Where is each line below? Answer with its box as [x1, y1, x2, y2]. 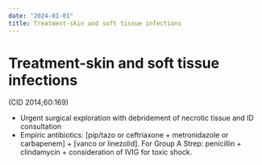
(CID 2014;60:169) [8, 97, 69, 107]
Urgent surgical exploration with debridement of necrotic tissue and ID [19, 113, 254, 123]
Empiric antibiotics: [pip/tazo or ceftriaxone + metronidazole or [19, 130, 229, 140]
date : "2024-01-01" [8, 11, 74, 20]
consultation [19, 122, 62, 131]
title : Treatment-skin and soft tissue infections [8, 19, 182, 27]
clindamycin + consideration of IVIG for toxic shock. [19, 147, 193, 157]
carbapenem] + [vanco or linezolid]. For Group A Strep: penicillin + [19, 138, 242, 149]
